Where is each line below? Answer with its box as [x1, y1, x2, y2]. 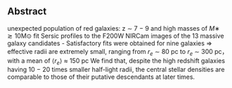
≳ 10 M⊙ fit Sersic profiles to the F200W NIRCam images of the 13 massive [7, 31, 224, 40]
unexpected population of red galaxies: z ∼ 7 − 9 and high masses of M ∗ [7, 24, 220, 32]
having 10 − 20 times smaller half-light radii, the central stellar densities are [7, 66, 225, 74]
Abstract [7, 6, 47, 17]
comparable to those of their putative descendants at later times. [7, 73, 195, 81]
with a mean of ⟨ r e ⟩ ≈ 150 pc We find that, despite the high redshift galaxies [7, 56, 226, 66]
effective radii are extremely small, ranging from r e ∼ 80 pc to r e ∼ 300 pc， [7, 47, 228, 57]
